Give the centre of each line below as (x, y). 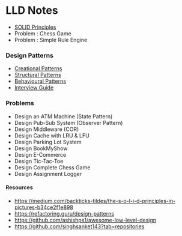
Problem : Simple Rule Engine (51, 40)
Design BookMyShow (41, 148)
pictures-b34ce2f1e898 (44, 207)
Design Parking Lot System (48, 142)
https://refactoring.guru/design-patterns (64, 213)
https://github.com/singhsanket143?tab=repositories (79, 226)
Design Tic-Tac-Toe (39, 161)
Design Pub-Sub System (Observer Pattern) (68, 123)
